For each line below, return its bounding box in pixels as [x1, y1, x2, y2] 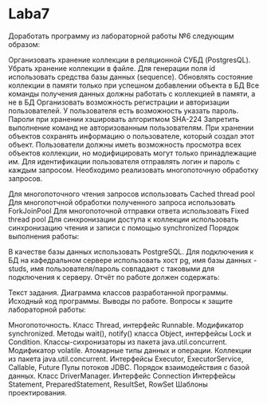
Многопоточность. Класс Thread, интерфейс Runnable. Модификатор [8, 320, 245, 329]
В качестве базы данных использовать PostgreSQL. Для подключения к [8, 246, 254, 256]
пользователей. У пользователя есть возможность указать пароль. [8, 105, 239, 116]
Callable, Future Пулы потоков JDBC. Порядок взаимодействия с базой [8, 362, 249, 372]
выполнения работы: [8, 231, 80, 241]
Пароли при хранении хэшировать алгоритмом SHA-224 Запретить [8, 114, 240, 124]
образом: [8, 39, 41, 49]
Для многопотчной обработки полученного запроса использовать [8, 197, 236, 207]
